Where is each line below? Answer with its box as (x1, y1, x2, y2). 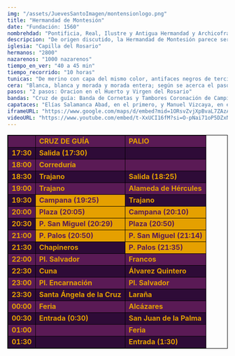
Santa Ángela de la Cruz (38, 290, 122, 299)
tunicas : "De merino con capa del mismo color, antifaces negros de (7, 75, 211, 83)
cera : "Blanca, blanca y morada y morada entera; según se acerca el (7, 82, 215, 89)
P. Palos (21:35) (128, 242, 183, 252)
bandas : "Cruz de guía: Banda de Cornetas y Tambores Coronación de (7, 95, 211, 102)
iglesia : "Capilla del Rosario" (7, 43, 101, 50)
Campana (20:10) (128, 207, 189, 217)
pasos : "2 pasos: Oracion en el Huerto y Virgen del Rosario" (7, 88, 192, 95)
